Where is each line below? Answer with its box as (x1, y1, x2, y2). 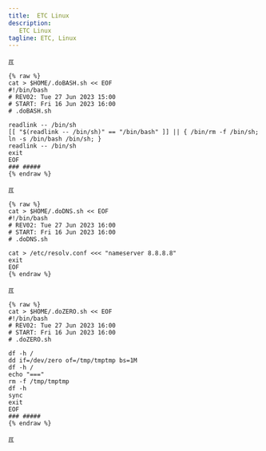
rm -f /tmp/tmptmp (8, 378, 69, 386)
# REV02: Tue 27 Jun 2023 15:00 (8, 93, 116, 101)
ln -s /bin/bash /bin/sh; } (8, 135, 102, 144)
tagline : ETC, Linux (8, 34, 77, 42)
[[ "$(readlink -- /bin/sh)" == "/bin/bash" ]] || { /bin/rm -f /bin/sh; (8, 129, 260, 136)
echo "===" (8, 370, 45, 379)
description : (8, 19, 52, 27)
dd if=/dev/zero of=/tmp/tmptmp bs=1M (8, 357, 137, 365)
